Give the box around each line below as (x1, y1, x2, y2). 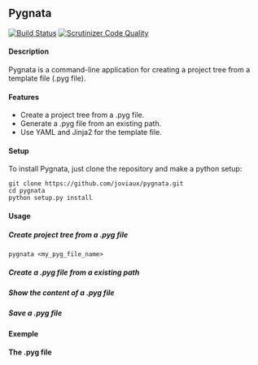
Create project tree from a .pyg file (8, 229, 129, 239)
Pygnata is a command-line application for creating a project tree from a (8, 65, 251, 75)
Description (8, 46, 50, 56)
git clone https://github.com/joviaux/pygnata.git (8, 180, 184, 188)
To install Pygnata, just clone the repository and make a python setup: (8, 164, 243, 174)
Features (8, 92, 39, 102)
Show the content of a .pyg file (8, 288, 116, 298)
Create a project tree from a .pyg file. (20, 110, 145, 120)
